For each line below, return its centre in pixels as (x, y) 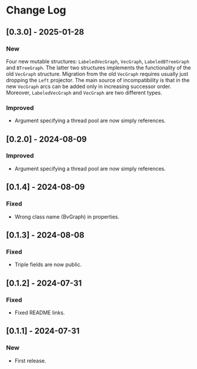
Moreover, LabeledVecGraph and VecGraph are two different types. (84, 92)
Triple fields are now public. (48, 264)
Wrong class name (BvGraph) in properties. (67, 217)
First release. (30, 360)
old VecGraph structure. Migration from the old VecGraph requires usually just (97, 73)
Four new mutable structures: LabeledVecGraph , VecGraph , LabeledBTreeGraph (98, 61)
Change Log (36, 10)
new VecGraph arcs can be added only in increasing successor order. (89, 86)
